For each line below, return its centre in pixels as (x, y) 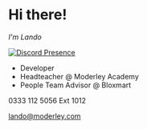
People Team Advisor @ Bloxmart (76, 85)
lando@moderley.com (45, 116)
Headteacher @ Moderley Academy (79, 76)
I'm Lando (25, 37)
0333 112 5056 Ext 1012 (47, 100)
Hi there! (38, 15)
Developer (37, 68)
